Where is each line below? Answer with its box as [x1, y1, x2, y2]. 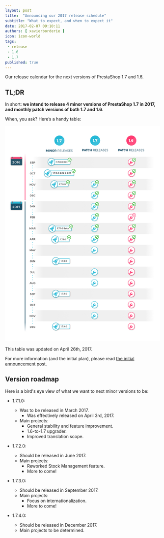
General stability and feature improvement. [27, 423, 114, 429]
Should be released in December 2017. [19, 522, 98, 528]
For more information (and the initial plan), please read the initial [5, 355, 135, 361]
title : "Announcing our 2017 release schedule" [5, 13, 107, 18]
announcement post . [5, 361, 47, 367]
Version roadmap [5, 375, 59, 383]
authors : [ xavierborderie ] [5, 29, 65, 34]
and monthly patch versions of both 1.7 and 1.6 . [5, 106, 104, 113]
